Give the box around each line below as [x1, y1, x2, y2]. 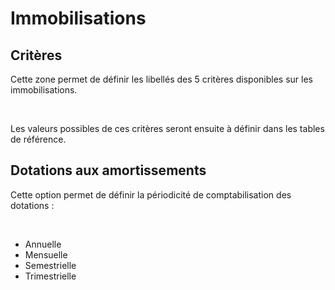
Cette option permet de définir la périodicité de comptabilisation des [10, 188, 292, 201]
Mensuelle [24, 248, 68, 261]
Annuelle [24, 238, 62, 250]
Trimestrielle [24, 270, 77, 282]
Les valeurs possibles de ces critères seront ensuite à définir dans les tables [10, 123, 325, 134]
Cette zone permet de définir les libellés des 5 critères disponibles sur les [10, 73, 313, 85]
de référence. [10, 133, 67, 145]
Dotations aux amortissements [10, 162, 207, 179]
